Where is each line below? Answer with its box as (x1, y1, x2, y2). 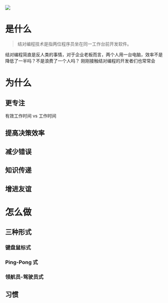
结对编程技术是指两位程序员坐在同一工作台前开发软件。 (17, 40, 131, 47)
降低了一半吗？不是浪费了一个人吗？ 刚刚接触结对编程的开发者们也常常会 (5, 57, 155, 63)
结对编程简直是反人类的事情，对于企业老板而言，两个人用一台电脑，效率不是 (5, 51, 163, 57)
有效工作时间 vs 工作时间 (5, 112, 56, 118)
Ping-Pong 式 (5, 258, 38, 265)
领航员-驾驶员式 (5, 273, 44, 280)
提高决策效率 (5, 129, 45, 137)
